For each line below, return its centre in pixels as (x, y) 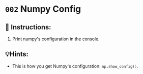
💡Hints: (17, 54)
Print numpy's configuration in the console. (56, 39)
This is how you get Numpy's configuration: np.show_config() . (75, 66)
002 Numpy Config (43, 9)
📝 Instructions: (28, 27)
